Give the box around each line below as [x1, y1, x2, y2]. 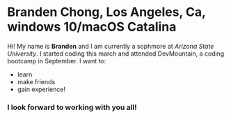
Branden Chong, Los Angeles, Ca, [7, 4, 206, 20]
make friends [17, 77, 56, 86]
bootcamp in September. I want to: [7, 56, 106, 65]
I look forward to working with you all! [7, 102, 137, 112]
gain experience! [17, 85, 66, 93]
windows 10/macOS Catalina [7, 19, 177, 35]
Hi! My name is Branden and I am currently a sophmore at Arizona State [7, 42, 214, 50]
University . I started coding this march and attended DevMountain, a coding [7, 49, 225, 58]
